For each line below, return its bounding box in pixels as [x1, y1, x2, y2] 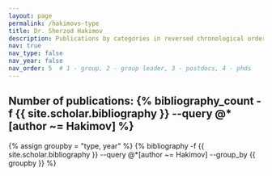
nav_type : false [8, 49, 63, 57]
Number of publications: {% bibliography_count [8, 94, 254, 108]
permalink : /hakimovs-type [8, 19, 100, 27]
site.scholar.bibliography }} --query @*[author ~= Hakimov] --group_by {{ [8, 149, 257, 159]
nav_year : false [8, 57, 63, 65]
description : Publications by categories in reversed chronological [8, 34, 244, 43]
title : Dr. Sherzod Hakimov [8, 27, 104, 35]
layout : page [8, 11, 53, 20]
